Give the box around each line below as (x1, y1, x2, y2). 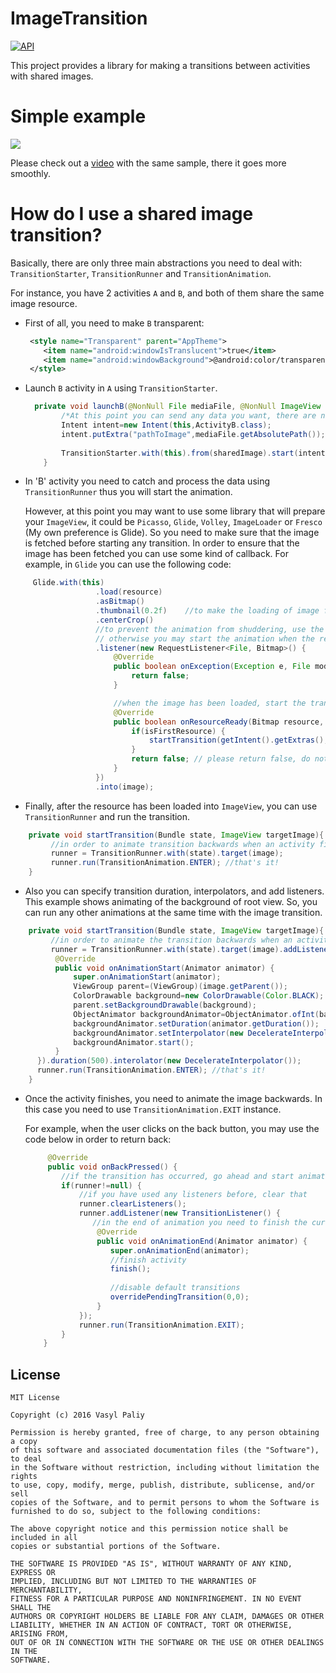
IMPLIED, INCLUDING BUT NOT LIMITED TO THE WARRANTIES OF (10, 1577, 257, 1587)
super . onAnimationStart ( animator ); (73, 972, 222, 982)
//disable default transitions (109, 1283, 241, 1293)
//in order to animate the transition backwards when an (50, 935, 293, 945)
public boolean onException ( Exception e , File (113, 662, 311, 672)
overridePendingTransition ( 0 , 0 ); (109, 1292, 250, 1302)
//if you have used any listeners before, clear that (78, 1190, 308, 1200)
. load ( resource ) (95, 587, 163, 597)
